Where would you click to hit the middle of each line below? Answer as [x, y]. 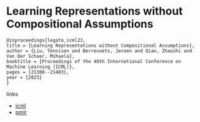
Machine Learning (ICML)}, [41, 67]
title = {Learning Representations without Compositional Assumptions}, [101, 46]
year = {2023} [24, 77]
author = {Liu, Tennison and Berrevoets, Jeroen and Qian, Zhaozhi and [99, 51]
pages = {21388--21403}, [38, 72]
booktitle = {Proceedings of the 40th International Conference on [94, 61]
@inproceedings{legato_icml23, [46, 40]
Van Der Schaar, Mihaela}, [41, 56]
